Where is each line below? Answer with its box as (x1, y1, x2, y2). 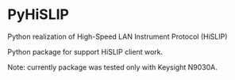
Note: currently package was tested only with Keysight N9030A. (7, 62, 218, 72)
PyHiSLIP (7, 6, 69, 24)
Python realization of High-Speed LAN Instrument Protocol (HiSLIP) (7, 32, 228, 41)
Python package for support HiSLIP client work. (7, 47, 164, 56)
